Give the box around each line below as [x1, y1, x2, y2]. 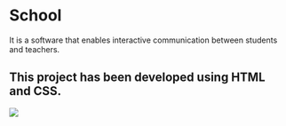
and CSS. [9, 83, 62, 98]
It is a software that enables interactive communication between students [9, 35, 278, 45]
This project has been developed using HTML [9, 70, 266, 85]
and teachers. [9, 43, 60, 54]
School [9, 5, 62, 26]
